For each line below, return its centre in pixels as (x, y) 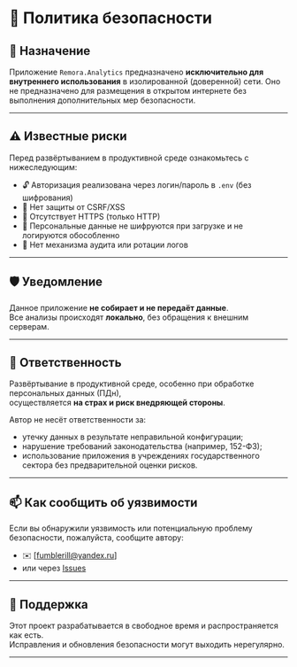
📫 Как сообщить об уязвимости (103, 503)
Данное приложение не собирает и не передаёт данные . (119, 307)
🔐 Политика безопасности (110, 18)
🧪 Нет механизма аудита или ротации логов (105, 244)
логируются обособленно (71, 235)
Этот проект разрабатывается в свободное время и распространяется (144, 626)
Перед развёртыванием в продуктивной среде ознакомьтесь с (129, 158)
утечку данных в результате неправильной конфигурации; (133, 437)
